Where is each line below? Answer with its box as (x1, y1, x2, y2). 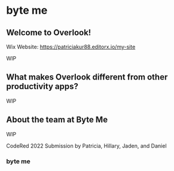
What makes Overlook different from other (6, 72, 168, 83)
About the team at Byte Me (6, 115, 108, 125)
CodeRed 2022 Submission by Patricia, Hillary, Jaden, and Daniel (6, 142, 167, 149)
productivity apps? (6, 81, 79, 91)
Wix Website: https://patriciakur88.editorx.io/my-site (6, 43, 136, 50)
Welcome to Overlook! (6, 28, 91, 38)
